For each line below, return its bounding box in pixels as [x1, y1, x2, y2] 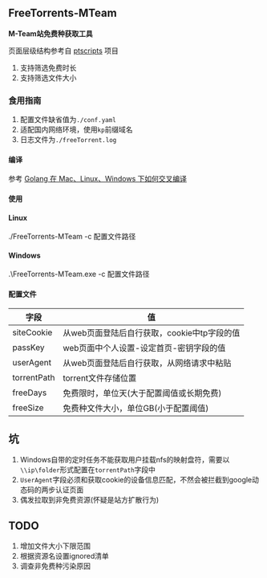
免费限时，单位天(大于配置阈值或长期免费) [63, 387, 222, 398]
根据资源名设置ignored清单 [19, 552, 110, 561]
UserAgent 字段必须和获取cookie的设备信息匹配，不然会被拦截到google [19, 475, 253, 485]
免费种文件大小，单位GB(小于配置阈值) [63, 402, 209, 413]
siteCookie [12, 327, 53, 338]
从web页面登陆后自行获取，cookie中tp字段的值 [63, 327, 241, 338]
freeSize [12, 401, 44, 413]
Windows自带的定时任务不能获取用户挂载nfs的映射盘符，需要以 [19, 455, 230, 465]
